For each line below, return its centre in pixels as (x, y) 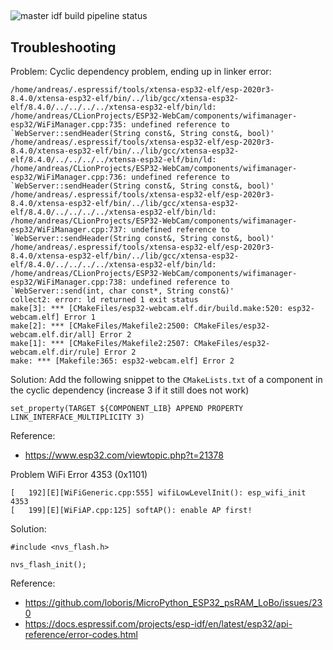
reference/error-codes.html (81, 635)
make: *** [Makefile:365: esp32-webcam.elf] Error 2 (122, 361)
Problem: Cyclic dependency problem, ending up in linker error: (141, 72)
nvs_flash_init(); (48, 565)
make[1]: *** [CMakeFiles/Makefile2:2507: (100, 344)
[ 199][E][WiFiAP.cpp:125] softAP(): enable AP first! (131, 511)
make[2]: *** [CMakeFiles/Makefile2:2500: (100, 326)
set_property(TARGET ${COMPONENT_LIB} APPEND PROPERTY (127, 409)
